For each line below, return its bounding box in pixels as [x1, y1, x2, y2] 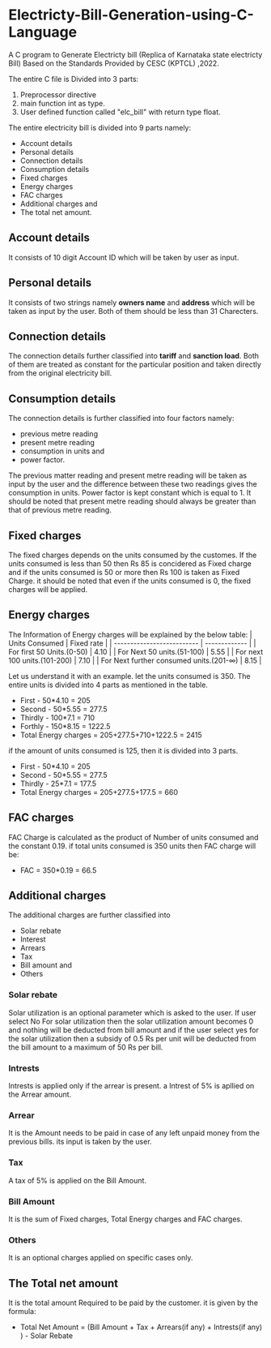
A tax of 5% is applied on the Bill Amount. [8, 1175, 147, 1185]
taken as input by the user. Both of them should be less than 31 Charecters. [8, 306, 259, 316]
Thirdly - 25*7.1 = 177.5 [19, 779, 97, 788]
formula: [8, 1307, 36, 1316]
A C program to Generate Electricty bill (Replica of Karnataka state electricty [8, 49, 263, 59]
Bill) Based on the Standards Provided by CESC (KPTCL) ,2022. [8, 58, 220, 68]
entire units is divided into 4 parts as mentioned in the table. [8, 680, 209, 689]
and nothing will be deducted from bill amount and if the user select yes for [8, 1024, 259, 1035]
